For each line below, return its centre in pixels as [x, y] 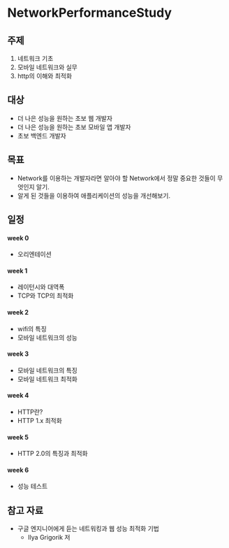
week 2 [18, 312]
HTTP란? [30, 412]
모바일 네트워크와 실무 [47, 67]
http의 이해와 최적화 [44, 76]
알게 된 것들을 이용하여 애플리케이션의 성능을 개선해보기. [94, 195]
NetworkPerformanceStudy [90, 13]
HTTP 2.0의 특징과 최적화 [53, 454]
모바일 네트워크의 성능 [47, 338]
